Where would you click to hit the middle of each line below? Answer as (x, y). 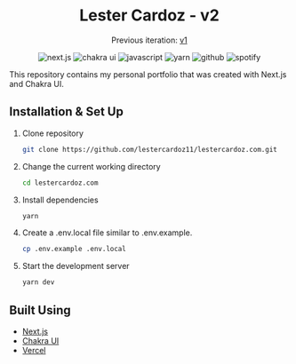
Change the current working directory (92, 166)
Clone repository (53, 133)
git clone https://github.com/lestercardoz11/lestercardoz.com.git (149, 149)
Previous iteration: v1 (149, 40)
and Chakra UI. (36, 83)
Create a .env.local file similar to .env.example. (107, 233)
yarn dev (38, 282)
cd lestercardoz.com (60, 183)
